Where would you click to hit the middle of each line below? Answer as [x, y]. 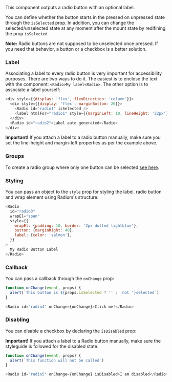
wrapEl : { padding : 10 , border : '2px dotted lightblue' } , [77, 226]
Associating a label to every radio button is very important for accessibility [84, 73]
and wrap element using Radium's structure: [52, 197]
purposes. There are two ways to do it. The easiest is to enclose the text [81, 79]
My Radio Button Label [34, 249]
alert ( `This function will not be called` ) [57, 360]
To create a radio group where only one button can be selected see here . [82, 167]
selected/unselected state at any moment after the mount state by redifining [85, 28]
